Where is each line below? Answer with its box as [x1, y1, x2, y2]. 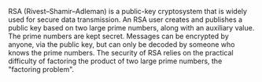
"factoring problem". [8, 65, 75, 73]
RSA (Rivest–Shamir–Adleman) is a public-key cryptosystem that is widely [8, 7, 248, 16]
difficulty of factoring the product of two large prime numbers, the [8, 56, 223, 66]
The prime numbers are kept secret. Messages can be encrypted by [8, 31, 230, 41]
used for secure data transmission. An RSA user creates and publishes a [8, 15, 242, 24]
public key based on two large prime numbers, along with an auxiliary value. [8, 23, 255, 32]
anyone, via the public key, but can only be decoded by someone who [8, 40, 235, 49]
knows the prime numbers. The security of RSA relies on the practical [8, 48, 234, 57]
